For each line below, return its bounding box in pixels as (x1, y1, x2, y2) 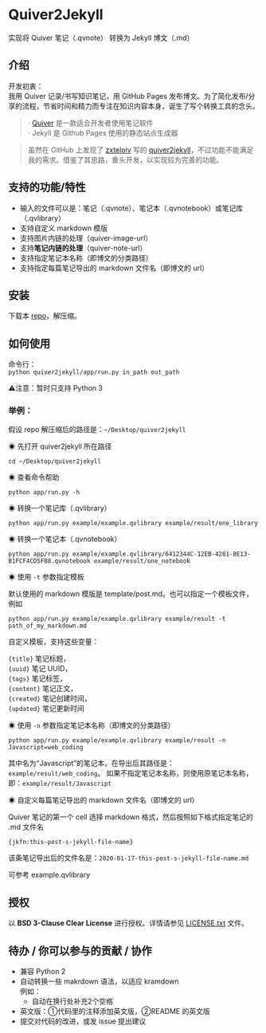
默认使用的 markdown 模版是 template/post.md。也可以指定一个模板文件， (8, 589, 253, 599)
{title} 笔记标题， (8, 654, 71, 663)
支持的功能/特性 (8, 181, 86, 194)
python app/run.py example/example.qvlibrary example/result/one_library (8, 520, 259, 528)
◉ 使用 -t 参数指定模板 (8, 572, 85, 582)
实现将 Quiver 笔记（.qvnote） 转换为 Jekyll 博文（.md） (8, 33, 194, 42)
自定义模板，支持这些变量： (8, 637, 100, 646)
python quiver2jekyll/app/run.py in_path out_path (8, 368, 180, 376)
